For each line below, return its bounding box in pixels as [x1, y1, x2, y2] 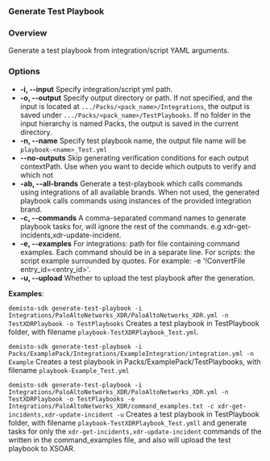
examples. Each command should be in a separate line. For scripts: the [19, 247, 255, 257]
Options [8, 66, 40, 78]
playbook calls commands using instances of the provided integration [19, 195, 251, 205]
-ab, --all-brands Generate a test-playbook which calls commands [19, 178, 243, 188]
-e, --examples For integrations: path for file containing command [19, 238, 240, 248]
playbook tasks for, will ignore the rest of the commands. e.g [19, 221, 222, 231]
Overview [8, 27, 48, 38]
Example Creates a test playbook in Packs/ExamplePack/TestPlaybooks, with [8, 357, 261, 367]
